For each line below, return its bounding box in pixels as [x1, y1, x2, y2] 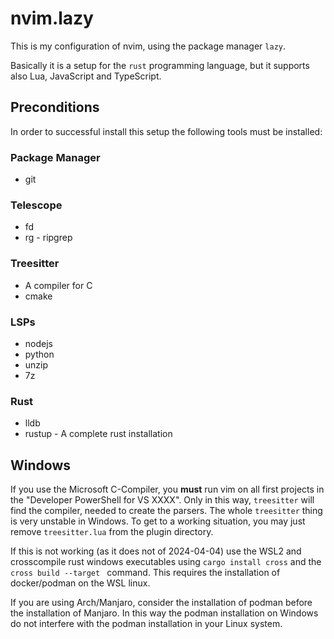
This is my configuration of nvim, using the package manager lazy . [10, 40, 287, 52]
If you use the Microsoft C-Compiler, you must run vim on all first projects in [10, 483, 325, 496]
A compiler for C [24, 279, 93, 291]
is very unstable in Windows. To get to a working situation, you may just [10, 515, 306, 527]
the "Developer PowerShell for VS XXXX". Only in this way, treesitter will [10, 494, 315, 506]
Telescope [10, 198, 63, 212]
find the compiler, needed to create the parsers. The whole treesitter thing [10, 505, 323, 517]
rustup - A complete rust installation [24, 428, 173, 440]
